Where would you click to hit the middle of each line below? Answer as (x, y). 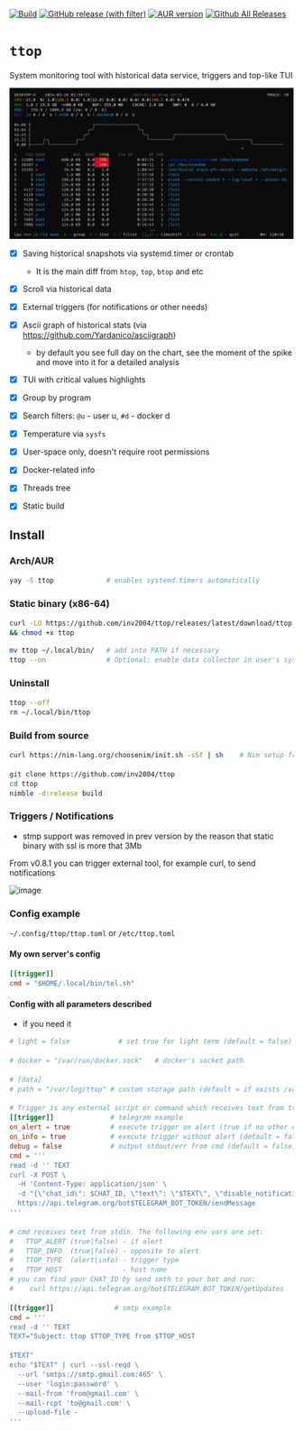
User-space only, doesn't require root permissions (116, 452)
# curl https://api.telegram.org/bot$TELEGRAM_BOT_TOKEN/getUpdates (147, 1289)
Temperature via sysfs (64, 434)
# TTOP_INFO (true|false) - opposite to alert (105, 1251)
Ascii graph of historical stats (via (84, 325)
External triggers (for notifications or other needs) (115, 307)
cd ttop (24, 784)
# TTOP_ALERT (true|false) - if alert (87, 1241)
